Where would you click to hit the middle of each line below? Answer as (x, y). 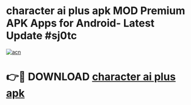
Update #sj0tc (42, 36)
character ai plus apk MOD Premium (96, 11)
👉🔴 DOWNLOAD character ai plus (91, 77)
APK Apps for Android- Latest (80, 23)
